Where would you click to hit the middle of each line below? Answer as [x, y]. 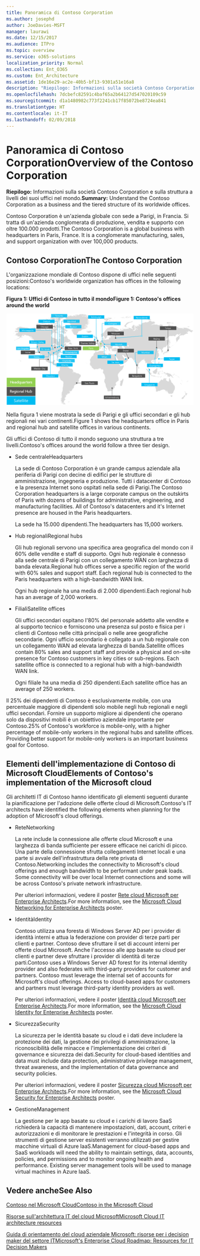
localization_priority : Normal [45, 63]
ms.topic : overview [30, 51]
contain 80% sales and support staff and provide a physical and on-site [103, 652]
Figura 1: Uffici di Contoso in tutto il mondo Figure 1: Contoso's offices [93, 299]
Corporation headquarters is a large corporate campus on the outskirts [101, 494]
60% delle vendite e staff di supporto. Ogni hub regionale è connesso [100, 554]
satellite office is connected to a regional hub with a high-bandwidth [98, 665]
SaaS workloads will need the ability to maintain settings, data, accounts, [104, 1153]
